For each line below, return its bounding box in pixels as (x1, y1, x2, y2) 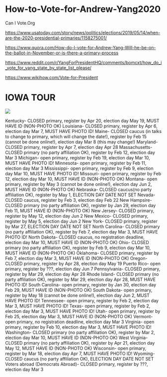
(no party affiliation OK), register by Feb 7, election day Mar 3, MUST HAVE (5, 229, 158, 235)
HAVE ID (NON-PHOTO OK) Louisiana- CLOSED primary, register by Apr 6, (5, 123, 158, 129)
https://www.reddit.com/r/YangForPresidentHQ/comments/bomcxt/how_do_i (5, 59, 162, 65)
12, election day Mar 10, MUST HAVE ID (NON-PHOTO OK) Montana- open (5, 176, 158, 182)
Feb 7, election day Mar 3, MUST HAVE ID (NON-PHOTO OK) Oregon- (5, 255, 148, 261)
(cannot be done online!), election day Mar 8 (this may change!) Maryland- (5, 138, 158, 145)
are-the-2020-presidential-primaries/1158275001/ (5, 35, 107, 41)
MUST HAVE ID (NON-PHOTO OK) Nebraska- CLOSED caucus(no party (5, 186, 152, 192)
